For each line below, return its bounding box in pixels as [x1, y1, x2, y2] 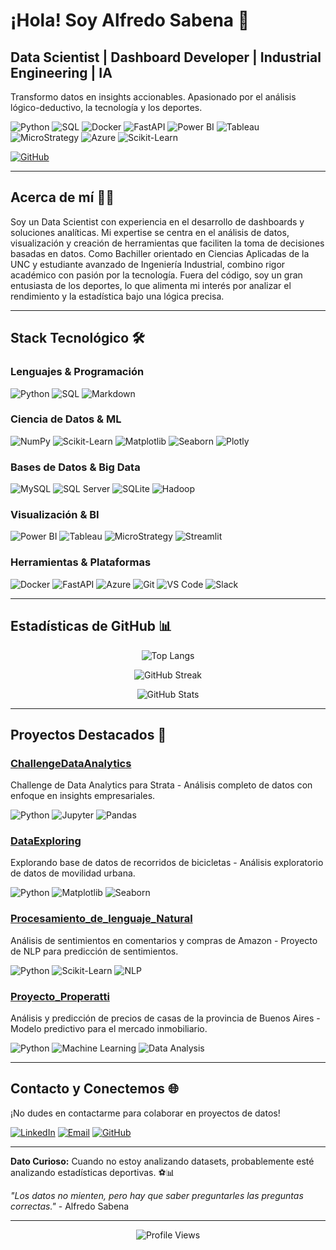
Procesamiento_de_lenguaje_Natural [10, 912, 193, 926]
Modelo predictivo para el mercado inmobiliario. [10, 1023, 208, 1035]
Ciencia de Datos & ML [10, 412, 122, 426]
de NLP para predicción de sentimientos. [10, 945, 179, 957]
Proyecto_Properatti [10, 989, 110, 1003]
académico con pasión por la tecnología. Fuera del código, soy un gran [10, 269, 303, 281]
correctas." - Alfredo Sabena [10, 1200, 130, 1212]
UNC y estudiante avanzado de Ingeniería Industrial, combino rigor [10, 258, 286, 270]
